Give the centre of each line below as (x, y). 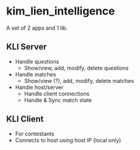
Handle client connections (57, 93)
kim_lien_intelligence (61, 11)
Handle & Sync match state (58, 100)
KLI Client (25, 119)
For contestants (35, 134)
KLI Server (27, 47)
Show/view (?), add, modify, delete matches (79, 80)
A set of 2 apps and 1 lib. (37, 28)
